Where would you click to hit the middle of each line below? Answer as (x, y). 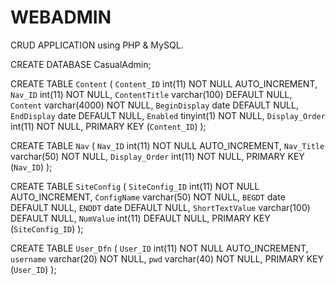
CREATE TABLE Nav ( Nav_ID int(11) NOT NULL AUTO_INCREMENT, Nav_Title (167, 145)
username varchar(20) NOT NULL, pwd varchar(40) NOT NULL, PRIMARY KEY (167, 258)
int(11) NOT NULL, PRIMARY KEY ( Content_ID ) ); (108, 126)
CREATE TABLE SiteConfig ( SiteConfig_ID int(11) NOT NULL (135, 186)
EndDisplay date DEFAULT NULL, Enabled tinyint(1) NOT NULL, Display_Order (168, 115)
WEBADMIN (61, 17)
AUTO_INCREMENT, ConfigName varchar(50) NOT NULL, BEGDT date (148, 197)
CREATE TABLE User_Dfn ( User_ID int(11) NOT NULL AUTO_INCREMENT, (159, 248)
